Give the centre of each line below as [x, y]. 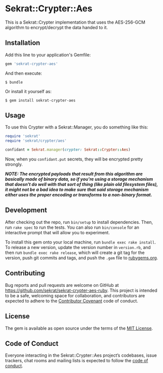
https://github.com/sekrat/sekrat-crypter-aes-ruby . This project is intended [81, 290]
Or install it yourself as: [28, 91]
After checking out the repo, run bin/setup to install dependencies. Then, [79, 222]
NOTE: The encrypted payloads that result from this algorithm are [74, 174]
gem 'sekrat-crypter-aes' [31, 64]
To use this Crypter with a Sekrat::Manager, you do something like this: [77, 127]
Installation [23, 43]
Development [26, 210]
